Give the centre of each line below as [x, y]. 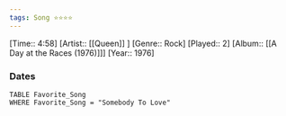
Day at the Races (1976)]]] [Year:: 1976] [82, 53]
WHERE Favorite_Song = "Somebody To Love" [90, 103]
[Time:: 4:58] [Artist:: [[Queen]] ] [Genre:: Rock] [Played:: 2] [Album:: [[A [143, 43]
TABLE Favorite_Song [48, 94]
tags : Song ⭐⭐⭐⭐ [41, 18]
